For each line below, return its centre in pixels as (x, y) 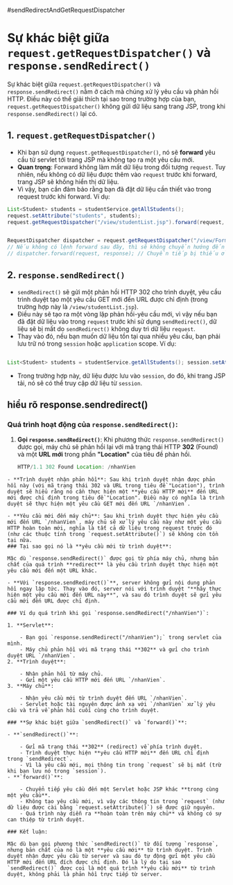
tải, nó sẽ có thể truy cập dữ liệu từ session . (80, 383)
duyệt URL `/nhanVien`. (42, 656)
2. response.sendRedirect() (66, 275)
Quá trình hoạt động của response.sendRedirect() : (93, 424)
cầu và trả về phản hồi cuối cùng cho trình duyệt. (83, 711)
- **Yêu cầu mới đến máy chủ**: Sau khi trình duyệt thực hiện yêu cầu (113, 516)
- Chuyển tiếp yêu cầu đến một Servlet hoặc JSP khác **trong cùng (119, 790)
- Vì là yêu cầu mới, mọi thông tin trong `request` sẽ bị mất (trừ (121, 765)
